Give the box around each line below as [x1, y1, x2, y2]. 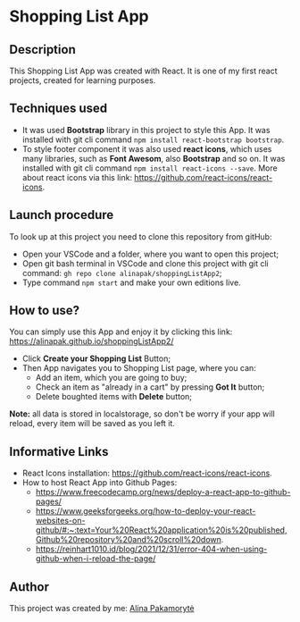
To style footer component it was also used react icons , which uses [21, 143, 272, 154]
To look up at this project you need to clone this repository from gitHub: [9, 231, 272, 242]
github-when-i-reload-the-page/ [35, 553, 156, 564]
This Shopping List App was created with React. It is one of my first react [9, 65, 278, 76]
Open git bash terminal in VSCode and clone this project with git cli [21, 257, 270, 269]
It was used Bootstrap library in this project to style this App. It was [21, 124, 271, 135]
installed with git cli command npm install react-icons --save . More [21, 163, 279, 173]
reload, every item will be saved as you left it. [9, 418, 176, 429]
